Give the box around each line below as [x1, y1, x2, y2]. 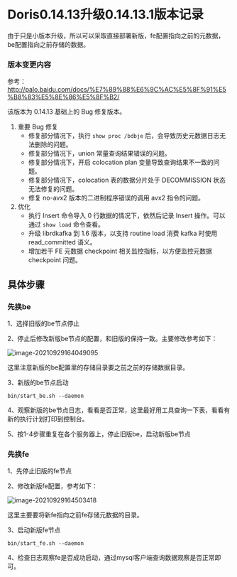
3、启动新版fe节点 [7, 526, 61, 534]
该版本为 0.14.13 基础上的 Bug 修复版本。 [7, 107, 126, 116]
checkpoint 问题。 [28, 256, 82, 264]
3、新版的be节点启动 [7, 378, 69, 387]
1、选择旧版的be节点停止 [7, 319, 80, 328]
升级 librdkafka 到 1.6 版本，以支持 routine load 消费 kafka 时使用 [28, 229, 218, 238]
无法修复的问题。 [28, 185, 79, 193]
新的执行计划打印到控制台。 [7, 414, 89, 423]
